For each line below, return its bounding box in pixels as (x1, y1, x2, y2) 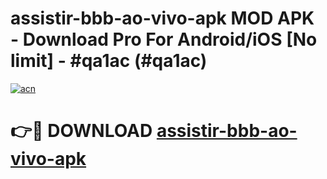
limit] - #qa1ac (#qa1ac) (10, 50, 208, 72)
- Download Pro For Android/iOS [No (10, 28, 318, 51)
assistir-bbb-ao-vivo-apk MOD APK (10, 7, 315, 30)
